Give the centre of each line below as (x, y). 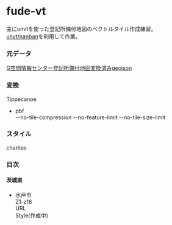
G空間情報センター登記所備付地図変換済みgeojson (69, 68)
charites (16, 148)
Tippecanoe (21, 99)
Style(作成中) (32, 215)
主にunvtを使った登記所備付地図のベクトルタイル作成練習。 (81, 29)
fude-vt (26, 11)
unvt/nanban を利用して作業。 (44, 36)
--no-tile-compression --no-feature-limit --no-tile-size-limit (90, 117)
